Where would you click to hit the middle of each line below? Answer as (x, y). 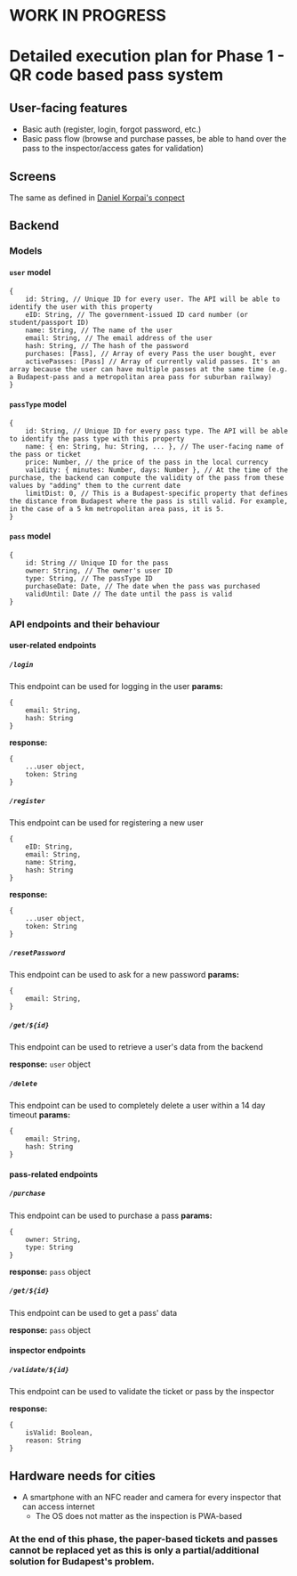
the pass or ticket (45, 454)
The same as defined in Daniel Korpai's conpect (97, 198)
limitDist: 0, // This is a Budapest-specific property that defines (157, 493)
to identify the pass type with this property (97, 439)
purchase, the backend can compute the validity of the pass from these (147, 477)
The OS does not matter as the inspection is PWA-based (139, 1516)
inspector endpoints (48, 1351)
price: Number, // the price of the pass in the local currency (147, 462)
